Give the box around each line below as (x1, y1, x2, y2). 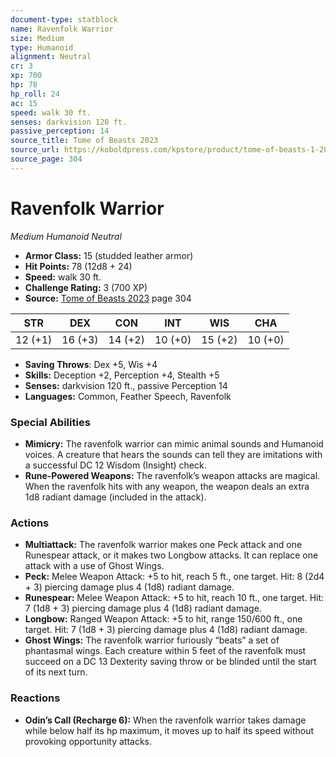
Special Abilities (10, 415, 91, 429)
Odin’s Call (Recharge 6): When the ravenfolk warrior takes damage (24, 714, 307, 726)
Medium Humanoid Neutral (10, 230, 122, 242)
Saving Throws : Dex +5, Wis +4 (24, 358, 158, 370)
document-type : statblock (10, 14, 118, 25)
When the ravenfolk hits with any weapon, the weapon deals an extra (24, 480, 310, 492)
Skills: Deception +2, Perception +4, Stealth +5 (24, 369, 220, 381)
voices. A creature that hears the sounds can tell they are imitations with (24, 448, 323, 460)
